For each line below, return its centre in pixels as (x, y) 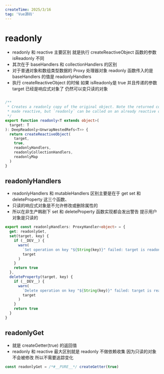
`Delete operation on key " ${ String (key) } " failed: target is (87, 291)
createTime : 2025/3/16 (28, 10)
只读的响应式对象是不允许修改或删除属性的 (55, 206)
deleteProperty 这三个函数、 (41, 199)
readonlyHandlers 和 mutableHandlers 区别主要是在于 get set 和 (76, 194)
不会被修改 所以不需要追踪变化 (43, 357)
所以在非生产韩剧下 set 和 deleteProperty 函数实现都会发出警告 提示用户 (84, 212)
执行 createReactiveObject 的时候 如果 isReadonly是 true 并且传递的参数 (84, 83)
